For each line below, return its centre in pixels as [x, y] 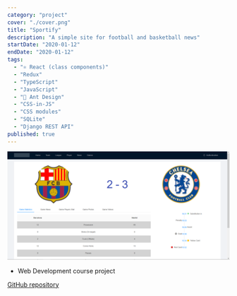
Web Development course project [66, 271]
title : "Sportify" [34, 30]
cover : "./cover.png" [39, 22]
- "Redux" [28, 74]
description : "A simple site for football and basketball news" [104, 37]
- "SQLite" [30, 119]
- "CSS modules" [37, 112]
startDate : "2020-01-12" [44, 45]
